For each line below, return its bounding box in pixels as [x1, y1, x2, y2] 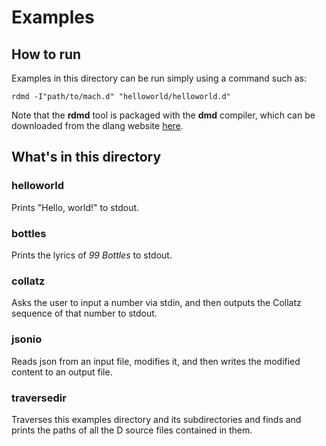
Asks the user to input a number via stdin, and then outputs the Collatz [11, 297, 302, 309]
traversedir [11, 391, 67, 405]
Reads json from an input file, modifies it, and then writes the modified [11, 355, 301, 367]
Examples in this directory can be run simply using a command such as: [11, 72, 308, 84]
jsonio [11, 332, 43, 346]
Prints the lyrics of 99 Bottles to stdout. [11, 249, 173, 261]
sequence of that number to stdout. [11, 307, 158, 320]
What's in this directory [11, 149, 162, 166]
